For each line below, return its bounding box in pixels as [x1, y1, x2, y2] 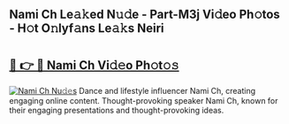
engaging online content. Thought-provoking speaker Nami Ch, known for [9, 96, 278, 105]
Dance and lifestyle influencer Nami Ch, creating [79, 86, 256, 96]
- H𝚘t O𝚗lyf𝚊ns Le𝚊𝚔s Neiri [9, 21, 165, 36]
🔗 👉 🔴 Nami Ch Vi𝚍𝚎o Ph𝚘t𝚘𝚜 [9, 58, 179, 73]
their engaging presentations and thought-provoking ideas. [9, 105, 224, 115]
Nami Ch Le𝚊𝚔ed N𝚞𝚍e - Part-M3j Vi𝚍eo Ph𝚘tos [9, 7, 280, 22]
